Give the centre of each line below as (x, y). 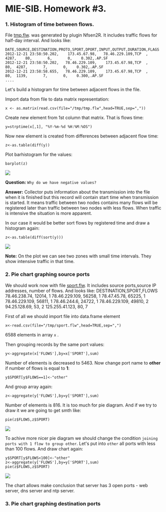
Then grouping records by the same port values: (55, 344)
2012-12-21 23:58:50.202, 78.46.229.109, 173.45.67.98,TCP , (77, 63)
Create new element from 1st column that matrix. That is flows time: (75, 117)
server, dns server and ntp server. (40, 490)
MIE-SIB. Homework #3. (56, 9)
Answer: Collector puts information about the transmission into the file (78, 192)
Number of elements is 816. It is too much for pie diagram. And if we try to (81, 405)
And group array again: (29, 386)
